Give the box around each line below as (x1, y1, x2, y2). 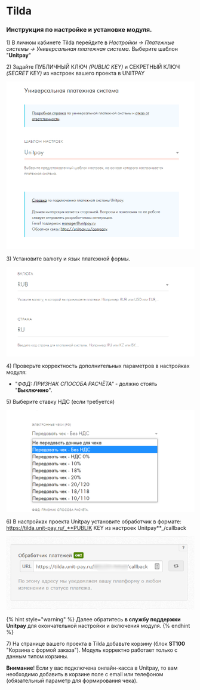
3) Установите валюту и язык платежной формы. (6, 255, 131, 262)
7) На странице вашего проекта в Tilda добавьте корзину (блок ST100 (6, 640, 185, 647)
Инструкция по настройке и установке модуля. (6, 26, 152, 34)
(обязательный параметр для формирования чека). (6, 677, 138, 684)
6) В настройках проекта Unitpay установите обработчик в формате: (6, 518, 182, 525)
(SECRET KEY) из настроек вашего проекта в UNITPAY (6, 70, 145, 77)
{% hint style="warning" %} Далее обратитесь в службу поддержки (6, 615, 181, 622)
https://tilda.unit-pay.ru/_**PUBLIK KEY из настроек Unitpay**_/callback (6, 525, 187, 532)
